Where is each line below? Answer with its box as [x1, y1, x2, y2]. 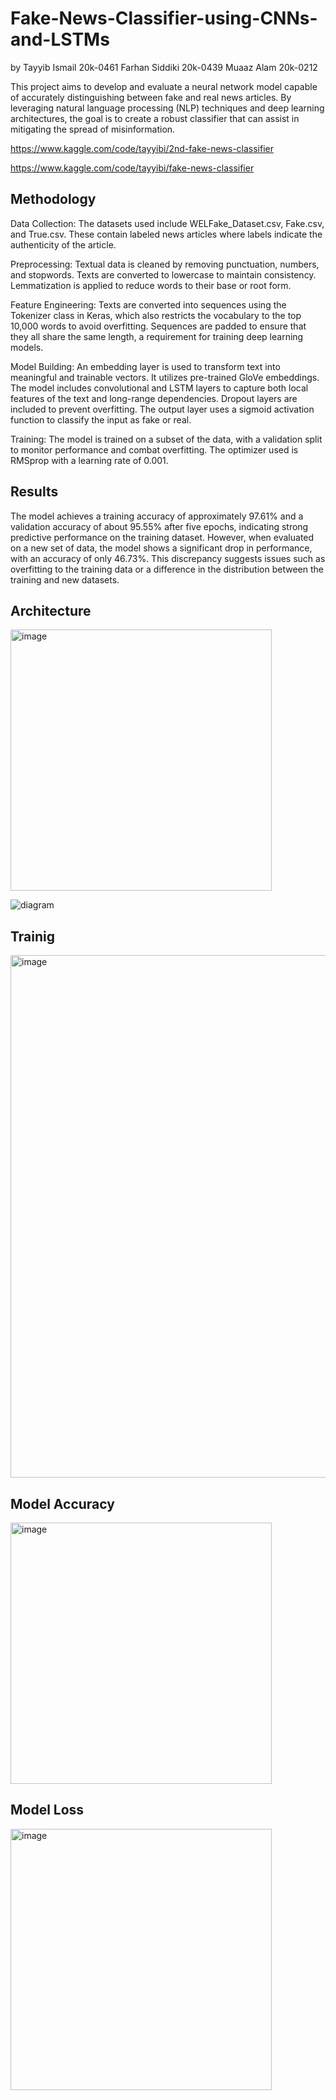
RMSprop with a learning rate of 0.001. [10, 454, 169, 466]
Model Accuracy [10, 1495, 115, 1512]
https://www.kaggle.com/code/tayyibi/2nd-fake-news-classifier [10, 142, 275, 154]
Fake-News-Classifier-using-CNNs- [10, 7, 318, 30]
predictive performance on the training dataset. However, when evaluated [10, 531, 315, 543]
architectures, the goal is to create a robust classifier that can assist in [10, 112, 300, 124]
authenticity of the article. [10, 238, 117, 251]
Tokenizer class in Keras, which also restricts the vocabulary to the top [10, 309, 302, 321]
